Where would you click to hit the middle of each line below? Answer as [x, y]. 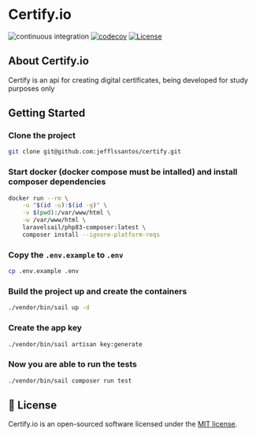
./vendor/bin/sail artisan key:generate [76, 344]
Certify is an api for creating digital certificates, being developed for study [128, 79]
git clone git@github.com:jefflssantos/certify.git [95, 152]
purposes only [32, 88]
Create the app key [45, 328]
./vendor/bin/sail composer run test [70, 381]
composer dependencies [57, 182]
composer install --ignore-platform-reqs [91, 235]
